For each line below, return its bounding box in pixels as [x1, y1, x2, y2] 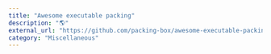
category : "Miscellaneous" [8, 33, 99, 42]
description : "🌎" [8, 19, 69, 27]
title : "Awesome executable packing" [8, 11, 135, 20]
